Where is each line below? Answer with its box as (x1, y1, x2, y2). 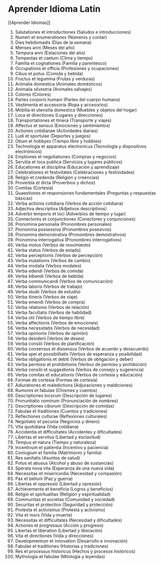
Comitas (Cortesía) (15, 185, 53, 191)
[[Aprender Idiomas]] (8, 20, 50, 25)
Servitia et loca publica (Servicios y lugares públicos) (15, 159, 123, 165)
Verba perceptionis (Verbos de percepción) (15, 252, 103, 258)
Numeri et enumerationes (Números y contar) (15, 34, 107, 40)
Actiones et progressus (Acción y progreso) (15, 522, 104, 528)
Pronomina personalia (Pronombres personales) (15, 221, 112, 227)
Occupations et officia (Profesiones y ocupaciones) (15, 65, 119, 71)
